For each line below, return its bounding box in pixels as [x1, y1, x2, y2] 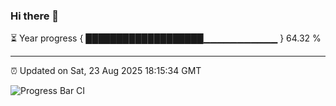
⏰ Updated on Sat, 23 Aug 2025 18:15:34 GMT [10, 65, 202, 77]
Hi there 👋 [10, 9, 60, 23]
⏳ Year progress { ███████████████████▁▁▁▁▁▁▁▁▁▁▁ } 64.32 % [10, 32, 322, 44]
